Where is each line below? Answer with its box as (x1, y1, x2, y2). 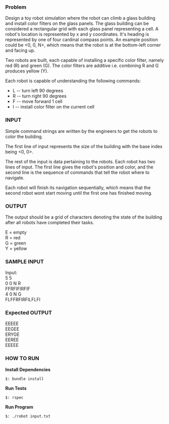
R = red (5, 234, 21, 240)
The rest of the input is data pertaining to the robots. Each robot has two (5, 158, 155, 164)
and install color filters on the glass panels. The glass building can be (5, 20, 149, 26)
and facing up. (5, 47, 35, 54)
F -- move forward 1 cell (12, 98, 63, 104)
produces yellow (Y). (5, 68, 49, 74)
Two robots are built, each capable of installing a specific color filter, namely (5, 57, 164, 63)
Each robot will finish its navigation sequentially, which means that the (5, 184, 151, 191)
